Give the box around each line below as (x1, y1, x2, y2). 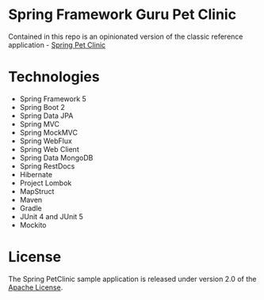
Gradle (19, 203, 42, 213)
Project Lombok (19, 178, 72, 188)
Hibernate (19, 169, 53, 179)
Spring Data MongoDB (19, 153, 94, 162)
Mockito (19, 220, 47, 230)
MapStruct (19, 186, 55, 196)
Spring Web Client (19, 144, 79, 154)
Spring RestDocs (19, 161, 75, 171)
